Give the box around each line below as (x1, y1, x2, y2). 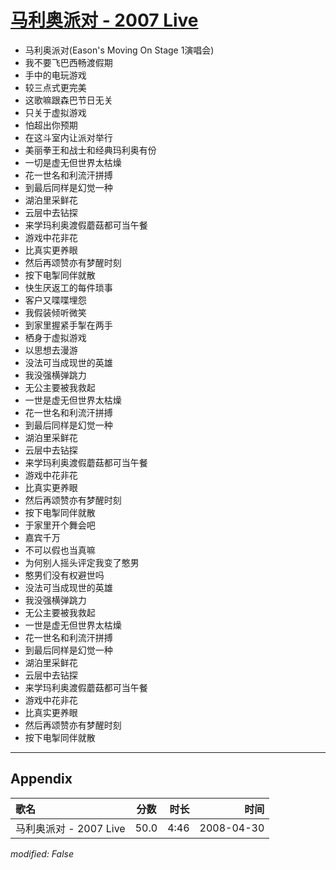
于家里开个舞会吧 (24, 519, 96, 531)
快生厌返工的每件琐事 (24, 281, 113, 293)
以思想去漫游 (24, 344, 78, 356)
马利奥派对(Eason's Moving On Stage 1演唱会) (24, 44, 215, 56)
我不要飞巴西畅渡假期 (24, 56, 113, 68)
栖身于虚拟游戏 (24, 331, 87, 343)
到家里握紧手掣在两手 (24, 319, 113, 331)
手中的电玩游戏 (24, 69, 87, 81)
